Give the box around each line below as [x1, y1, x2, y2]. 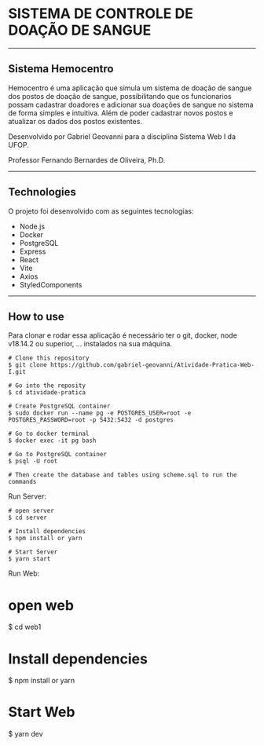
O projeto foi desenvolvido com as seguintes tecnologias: [8, 206, 194, 216]
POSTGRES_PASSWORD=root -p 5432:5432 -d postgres [8, 416, 174, 424]
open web [8, 596, 75, 614]
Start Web [8, 704, 75, 721]
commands [8, 478, 37, 486]
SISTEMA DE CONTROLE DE [8, 5, 194, 23]
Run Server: [8, 492, 47, 501]
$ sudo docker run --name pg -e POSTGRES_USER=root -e [8, 409, 192, 417]
